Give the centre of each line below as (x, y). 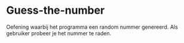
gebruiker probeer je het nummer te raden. (59, 33)
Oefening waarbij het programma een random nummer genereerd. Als (92, 27)
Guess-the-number (56, 10)
